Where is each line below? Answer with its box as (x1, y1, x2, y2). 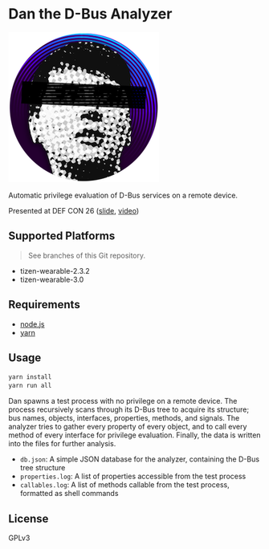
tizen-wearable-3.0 (19, 274, 84, 284)
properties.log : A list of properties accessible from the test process (19, 471, 247, 482)
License (8, 511, 49, 526)
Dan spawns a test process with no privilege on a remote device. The (8, 396, 238, 406)
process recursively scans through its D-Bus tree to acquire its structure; (8, 405, 250, 414)
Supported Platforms (8, 230, 116, 243)
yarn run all (8, 382, 52, 390)
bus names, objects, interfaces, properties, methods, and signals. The (8, 413, 240, 423)
